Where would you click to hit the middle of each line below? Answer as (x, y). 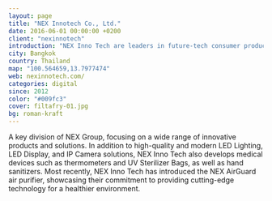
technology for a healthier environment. (74, 188)
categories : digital (43, 83)
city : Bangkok (32, 53)
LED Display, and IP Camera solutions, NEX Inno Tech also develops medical (136, 154)
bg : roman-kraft (36, 114)
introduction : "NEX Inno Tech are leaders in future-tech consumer (125, 46)
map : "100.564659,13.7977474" (59, 69)
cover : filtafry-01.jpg (49, 106)
